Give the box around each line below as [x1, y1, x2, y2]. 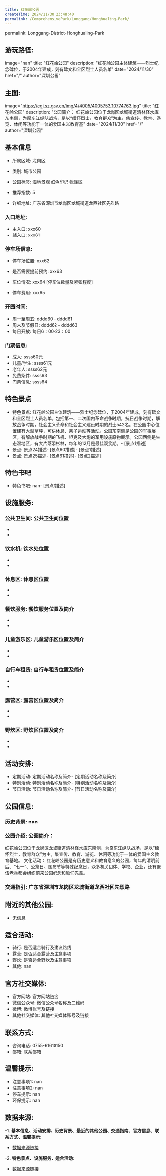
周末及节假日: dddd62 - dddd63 [12, 322, 78, 328]
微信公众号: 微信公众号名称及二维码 [12, 1000, 85, 1006]
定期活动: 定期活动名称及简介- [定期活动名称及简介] [12, 774, 117, 780]
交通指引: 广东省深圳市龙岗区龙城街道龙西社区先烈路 [5, 883, 130, 890]
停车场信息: [5, 246, 33, 253]
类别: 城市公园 [12, 168, 41, 174]
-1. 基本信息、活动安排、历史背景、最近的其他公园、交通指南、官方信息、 [5, 1127, 155, 1133]
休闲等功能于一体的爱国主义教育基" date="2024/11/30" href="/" [13, 121, 144, 127]
